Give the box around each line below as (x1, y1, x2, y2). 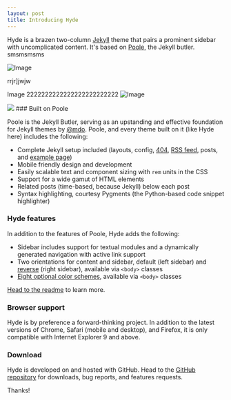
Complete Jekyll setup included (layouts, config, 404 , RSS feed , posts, (17, 145, 219, 154)
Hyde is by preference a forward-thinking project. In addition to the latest (7, 318, 215, 327)
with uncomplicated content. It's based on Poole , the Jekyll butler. (7, 43, 195, 51)
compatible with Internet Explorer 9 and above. (7, 333, 141, 341)
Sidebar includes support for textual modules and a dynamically (17, 242, 199, 251)
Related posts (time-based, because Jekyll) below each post (17, 182, 190, 190)
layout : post (7, 10, 45, 17)
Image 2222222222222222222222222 (7, 90, 119, 98)
